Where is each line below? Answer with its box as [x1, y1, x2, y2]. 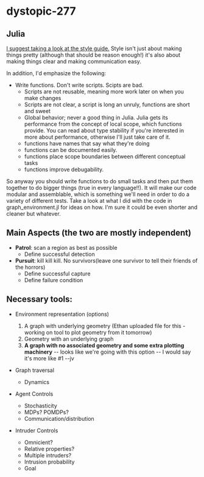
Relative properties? [24, 445, 75, 453]
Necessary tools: [6, 294, 73, 305]
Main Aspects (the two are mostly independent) [6, 228, 192, 238]
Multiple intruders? [24, 451, 72, 459]
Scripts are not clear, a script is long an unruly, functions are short [24, 101, 190, 108]
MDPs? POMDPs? [24, 408, 69, 416]
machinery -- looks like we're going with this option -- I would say [24, 348, 191, 355]
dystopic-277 [6, 4, 76, 18]
